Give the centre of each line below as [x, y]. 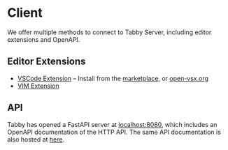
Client [25, 13]
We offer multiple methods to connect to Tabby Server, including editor [109, 32]
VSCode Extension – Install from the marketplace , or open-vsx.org [113, 78]
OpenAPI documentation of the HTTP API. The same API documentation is [114, 132]
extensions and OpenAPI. [44, 39]
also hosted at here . [36, 139]
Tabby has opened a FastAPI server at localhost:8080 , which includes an [112, 124]
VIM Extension [38, 86]
